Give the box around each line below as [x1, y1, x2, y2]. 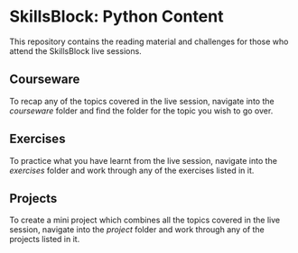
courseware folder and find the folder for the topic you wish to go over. [9, 105, 274, 116]
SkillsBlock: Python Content [9, 6, 224, 27]
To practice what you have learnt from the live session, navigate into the [9, 155, 278, 166]
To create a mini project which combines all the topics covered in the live [9, 214, 281, 226]
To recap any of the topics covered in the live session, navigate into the [9, 95, 275, 106]
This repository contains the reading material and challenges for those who [9, 36, 289, 47]
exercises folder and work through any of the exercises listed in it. [9, 165, 255, 176]
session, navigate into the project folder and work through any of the [9, 224, 265, 235]
